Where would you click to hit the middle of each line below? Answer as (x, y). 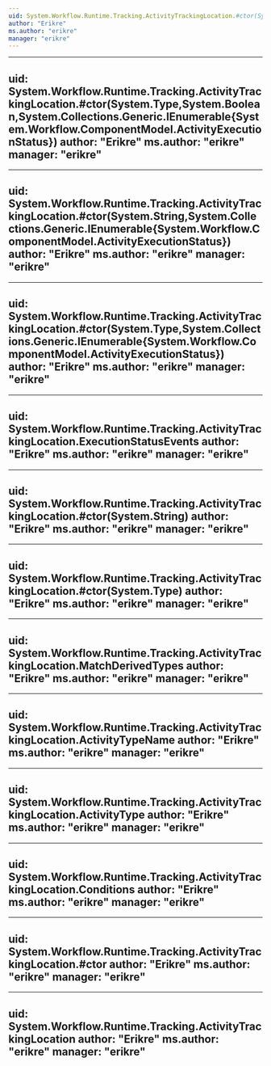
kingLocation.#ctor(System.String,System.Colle (133, 216)
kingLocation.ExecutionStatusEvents (104, 442)
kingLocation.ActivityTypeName (92, 740)
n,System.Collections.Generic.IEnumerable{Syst (134, 117)
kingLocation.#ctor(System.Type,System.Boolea (134, 104)
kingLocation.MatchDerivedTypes (96, 666)
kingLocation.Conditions (72, 889)
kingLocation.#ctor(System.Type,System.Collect (135, 329)
